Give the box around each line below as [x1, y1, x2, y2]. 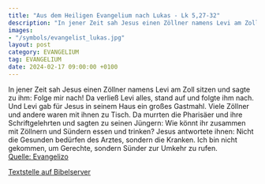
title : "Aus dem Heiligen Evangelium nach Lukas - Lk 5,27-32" [8, 11, 221, 20]
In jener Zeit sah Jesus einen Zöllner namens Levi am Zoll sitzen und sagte [8, 84, 251, 94]
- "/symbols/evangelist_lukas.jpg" [8, 33, 125, 42]
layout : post [8, 41, 51, 49]
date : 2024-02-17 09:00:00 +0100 [8, 63, 118, 71]
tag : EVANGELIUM [8, 56, 62, 64]
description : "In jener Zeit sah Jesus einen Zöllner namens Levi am [8, 19, 242, 27]
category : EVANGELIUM [8, 48, 80, 56]
